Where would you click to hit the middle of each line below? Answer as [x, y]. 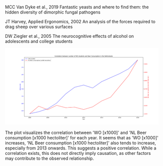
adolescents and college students [39, 41]
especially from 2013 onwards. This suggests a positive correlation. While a [81, 148]
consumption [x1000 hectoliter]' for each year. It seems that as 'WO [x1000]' [82, 138]
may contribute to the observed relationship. [49, 158]
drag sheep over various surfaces [39, 27]
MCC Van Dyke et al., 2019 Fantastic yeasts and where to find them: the [77, 7]
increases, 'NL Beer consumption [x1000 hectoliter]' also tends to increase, [81, 143]
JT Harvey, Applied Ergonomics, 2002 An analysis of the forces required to [80, 22]
